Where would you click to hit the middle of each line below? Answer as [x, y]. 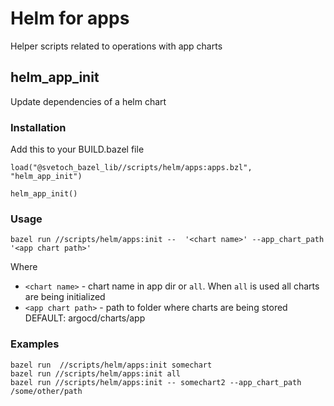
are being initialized [65, 297]
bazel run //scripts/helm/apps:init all [96, 373]
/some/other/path [46, 391]
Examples [35, 344]
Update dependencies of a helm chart [88, 101]
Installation [38, 127]
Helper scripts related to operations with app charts [116, 46]
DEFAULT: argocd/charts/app [85, 318]
